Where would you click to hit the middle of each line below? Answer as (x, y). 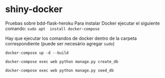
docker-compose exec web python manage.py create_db (62, 61)
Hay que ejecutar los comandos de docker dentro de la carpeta (71, 38)
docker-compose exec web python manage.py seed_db (60, 70)
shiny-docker (34, 9)
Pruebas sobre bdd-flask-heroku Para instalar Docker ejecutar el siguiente (82, 23)
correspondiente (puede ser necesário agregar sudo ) (60, 43)
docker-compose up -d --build (37, 53)
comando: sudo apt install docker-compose (52, 28)
